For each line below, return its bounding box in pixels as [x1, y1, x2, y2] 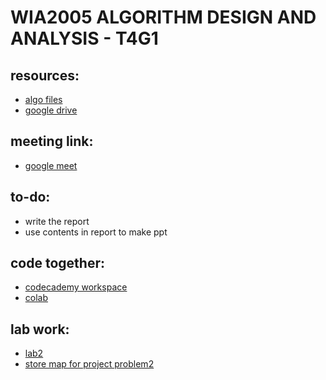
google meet [24, 159, 78, 171]
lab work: [10, 321, 70, 338]
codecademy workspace [24, 281, 128, 293]
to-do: [10, 189, 51, 206]
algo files [24, 94, 63, 105]
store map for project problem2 [24, 358, 155, 370]
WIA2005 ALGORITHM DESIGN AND [10, 6, 317, 29]
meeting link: [10, 133, 94, 150]
